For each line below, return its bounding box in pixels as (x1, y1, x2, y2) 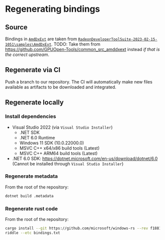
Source (5, 23, 28, 31)
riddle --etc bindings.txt (5, 230, 60, 235)
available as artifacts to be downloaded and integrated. (5, 84, 116, 90)
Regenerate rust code (5, 205, 58, 212)
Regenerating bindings (5, 3, 100, 15)
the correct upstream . (5, 52, 50, 57)
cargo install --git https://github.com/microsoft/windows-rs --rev (5, 226, 148, 231)
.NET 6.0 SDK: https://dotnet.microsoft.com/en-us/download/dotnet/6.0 (12, 156, 158, 161)
